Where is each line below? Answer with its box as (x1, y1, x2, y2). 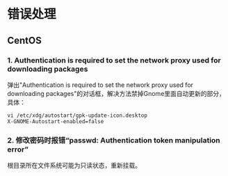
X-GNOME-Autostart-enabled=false (7, 118, 104, 125)
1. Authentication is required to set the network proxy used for (7, 55, 221, 65)
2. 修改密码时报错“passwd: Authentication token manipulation (7, 135, 220, 145)
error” (7, 144, 29, 154)
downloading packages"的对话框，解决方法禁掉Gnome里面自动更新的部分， (7, 89, 226, 97)
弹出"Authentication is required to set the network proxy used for (7, 81, 193, 89)
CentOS (7, 34, 42, 46)
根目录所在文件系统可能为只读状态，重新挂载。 (7, 161, 141, 170)
